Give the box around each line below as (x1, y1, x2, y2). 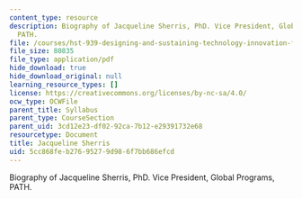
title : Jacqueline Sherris (9, 139, 111, 148)
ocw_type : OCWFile (9, 96, 78, 106)
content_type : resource (9, 13, 99, 23)
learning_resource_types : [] (9, 80, 119, 89)
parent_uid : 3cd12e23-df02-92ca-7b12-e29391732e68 (9, 122, 203, 131)
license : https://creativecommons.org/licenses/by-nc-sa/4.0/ (9, 88, 247, 97)
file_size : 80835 (9, 47, 75, 56)
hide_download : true (9, 64, 87, 73)
